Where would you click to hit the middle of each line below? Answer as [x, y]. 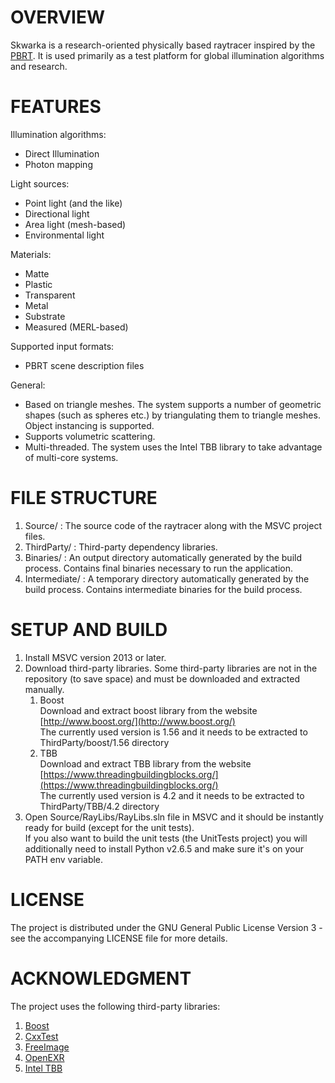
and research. [39, 66]
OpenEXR [44, 1057]
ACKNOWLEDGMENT [101, 978]
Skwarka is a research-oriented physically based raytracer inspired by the [163, 45]
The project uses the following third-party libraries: [115, 1006]
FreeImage [47, 1047]
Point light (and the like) [73, 203]
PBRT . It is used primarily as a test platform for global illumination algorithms [167, 55]
